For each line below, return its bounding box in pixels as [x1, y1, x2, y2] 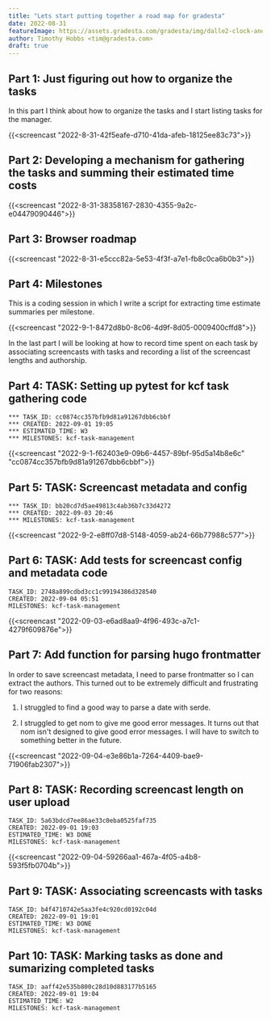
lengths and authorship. [8, 356, 87, 365]
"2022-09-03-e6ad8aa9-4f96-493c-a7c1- [57, 616, 200, 626]
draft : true [8, 42, 48, 50]
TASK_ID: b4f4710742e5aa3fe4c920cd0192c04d [8, 906, 157, 914]
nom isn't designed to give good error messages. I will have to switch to [19, 727, 260, 736]
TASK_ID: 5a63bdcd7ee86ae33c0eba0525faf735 [8, 817, 157, 825]
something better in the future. [19, 735, 123, 744]
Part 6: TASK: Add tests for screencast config [8, 554, 243, 567]
